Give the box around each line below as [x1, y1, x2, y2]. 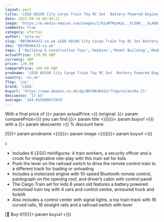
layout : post [5, 7, 32, 12]
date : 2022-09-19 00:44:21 [5, 16, 60, 21]
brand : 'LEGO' [5, 84, 34, 89]
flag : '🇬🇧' [5, 79, 29, 84]
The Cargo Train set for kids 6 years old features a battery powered [12, 181, 148, 187]
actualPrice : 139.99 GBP [5, 52, 56, 57]
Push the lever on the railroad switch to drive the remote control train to [12, 161, 156, 166]
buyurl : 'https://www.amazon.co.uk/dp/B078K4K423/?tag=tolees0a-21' [5, 89, 147, 93]
